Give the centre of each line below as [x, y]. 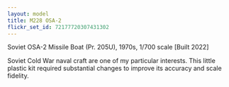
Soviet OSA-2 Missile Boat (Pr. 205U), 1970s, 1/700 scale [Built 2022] [108, 47]
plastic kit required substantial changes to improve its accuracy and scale [114, 69]
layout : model [28, 14]
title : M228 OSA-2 [34, 21]
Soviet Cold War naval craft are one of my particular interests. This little [112, 61]
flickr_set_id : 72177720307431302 [58, 27]
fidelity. [18, 76]
